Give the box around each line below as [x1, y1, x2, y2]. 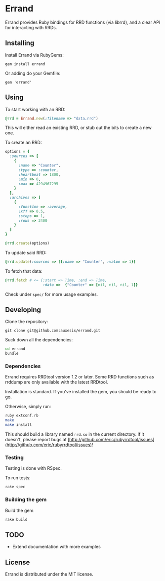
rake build [5, 517, 28, 522]
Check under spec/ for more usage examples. [5, 291, 98, 297]
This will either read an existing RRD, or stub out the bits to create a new [5, 124, 152, 131]
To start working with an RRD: [5, 106, 66, 112]
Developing [5, 305, 41, 314]
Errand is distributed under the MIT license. [5, 571, 93, 577]
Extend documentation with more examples [12, 544, 101, 550]
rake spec [5, 485, 26, 490]
